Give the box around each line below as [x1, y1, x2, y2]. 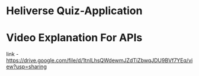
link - [6, 51, 19, 58]
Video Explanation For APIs [6, 31, 143, 45]
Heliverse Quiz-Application [6, 4, 143, 18]
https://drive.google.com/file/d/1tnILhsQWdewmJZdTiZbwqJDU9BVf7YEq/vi [6, 57, 193, 64]
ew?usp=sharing [6, 63, 47, 70]
